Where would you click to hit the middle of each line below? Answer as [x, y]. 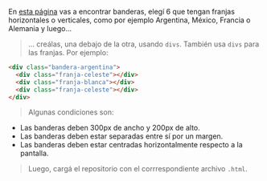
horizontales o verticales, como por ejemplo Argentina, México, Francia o [129, 20]
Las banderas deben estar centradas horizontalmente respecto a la [131, 145]
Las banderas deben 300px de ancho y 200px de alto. [110, 128]
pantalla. [34, 153]
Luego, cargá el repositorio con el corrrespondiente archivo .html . [138, 169]
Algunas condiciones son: [71, 112]
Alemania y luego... [40, 28]
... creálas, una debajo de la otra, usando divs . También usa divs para [144, 44]
